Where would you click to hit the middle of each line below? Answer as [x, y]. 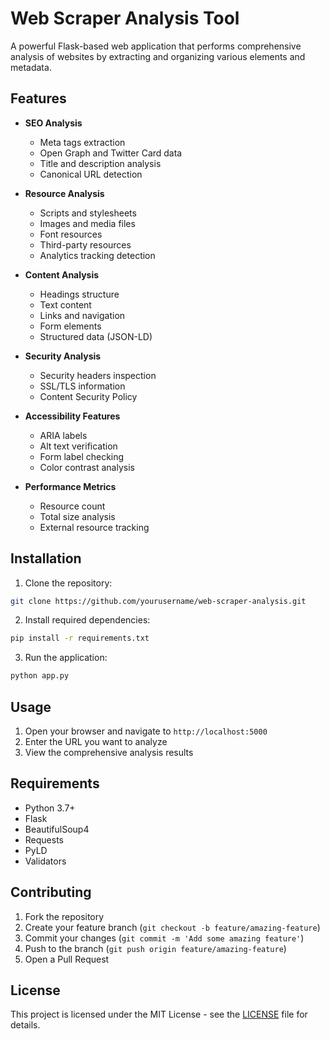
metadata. [31, 67]
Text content [65, 304]
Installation [46, 558]
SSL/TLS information [82, 386]
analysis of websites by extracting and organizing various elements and [158, 56]
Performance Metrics [70, 486]
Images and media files [87, 223]
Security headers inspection [98, 375]
